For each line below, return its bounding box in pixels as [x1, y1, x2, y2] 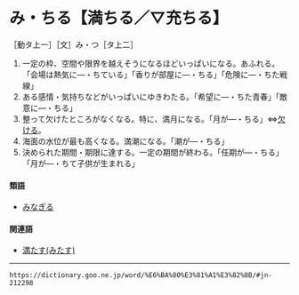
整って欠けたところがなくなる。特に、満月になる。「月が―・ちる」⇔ [21, 113, 279, 124]
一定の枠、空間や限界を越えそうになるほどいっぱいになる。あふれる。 [21, 58, 280, 68]
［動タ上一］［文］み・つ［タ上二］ [9, 39, 138, 50]
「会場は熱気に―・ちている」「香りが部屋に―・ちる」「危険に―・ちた [21, 68, 280, 80]
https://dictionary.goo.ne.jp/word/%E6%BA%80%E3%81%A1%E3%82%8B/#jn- [9, 271, 273, 280]
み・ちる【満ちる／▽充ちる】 [9, 8, 229, 28]
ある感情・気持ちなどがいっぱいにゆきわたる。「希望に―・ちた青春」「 [21, 91, 280, 102]
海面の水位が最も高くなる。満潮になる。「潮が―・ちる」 [21, 135, 230, 147]
